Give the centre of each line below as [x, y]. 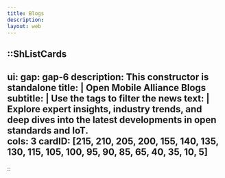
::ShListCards [37, 54]
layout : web [24, 26]
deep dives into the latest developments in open [112, 120]
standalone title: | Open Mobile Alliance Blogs [107, 88]
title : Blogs [26, 13]
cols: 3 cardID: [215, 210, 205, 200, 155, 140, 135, [113, 141]
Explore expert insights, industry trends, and [105, 109]
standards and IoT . [48, 131]
